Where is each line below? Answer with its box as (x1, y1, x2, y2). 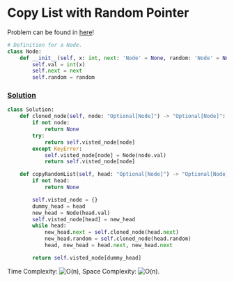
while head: (32, 222, 68, 230)
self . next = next (32, 68, 82, 75)
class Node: (7, 47, 42, 55)
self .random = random (32, 74, 95, 81)
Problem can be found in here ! (7, 28, 95, 36)
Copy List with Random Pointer (7, 5, 189, 21)
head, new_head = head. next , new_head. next (44, 242, 173, 249)
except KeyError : (32, 145, 82, 152)
